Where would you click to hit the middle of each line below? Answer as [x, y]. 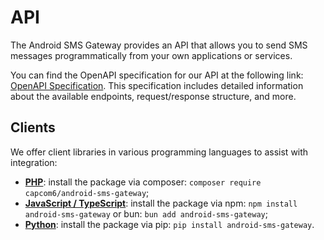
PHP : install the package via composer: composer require [143, 182]
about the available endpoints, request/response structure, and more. [153, 96]
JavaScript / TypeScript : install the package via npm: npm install [161, 203]
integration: [34, 162]
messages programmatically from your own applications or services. [151, 55]
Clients [33, 127]
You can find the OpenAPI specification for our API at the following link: [157, 75]
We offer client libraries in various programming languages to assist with [159, 152]
